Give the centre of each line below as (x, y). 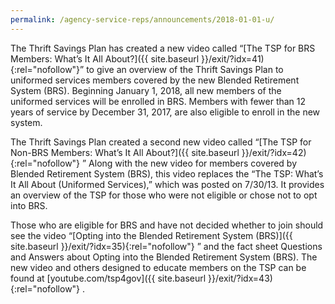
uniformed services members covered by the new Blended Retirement (155, 80)
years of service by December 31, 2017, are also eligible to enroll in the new (165, 112)
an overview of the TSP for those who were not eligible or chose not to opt (164, 195)
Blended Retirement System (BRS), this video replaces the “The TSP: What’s (167, 173)
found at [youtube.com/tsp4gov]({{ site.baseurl (108, 278)
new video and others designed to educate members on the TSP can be (158, 267)
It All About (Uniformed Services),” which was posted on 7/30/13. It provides (167, 184)
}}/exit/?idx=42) (274, 152)
